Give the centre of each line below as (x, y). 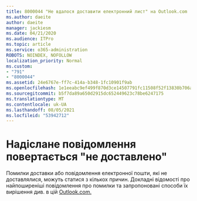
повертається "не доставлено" (86, 157)
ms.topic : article (28, 45)
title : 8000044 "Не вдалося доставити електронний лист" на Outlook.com (97, 11)
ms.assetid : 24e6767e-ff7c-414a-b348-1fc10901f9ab (69, 83)
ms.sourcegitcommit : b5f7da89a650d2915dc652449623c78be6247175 (85, 93)
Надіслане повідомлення (71, 144)
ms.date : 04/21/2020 (31, 33)
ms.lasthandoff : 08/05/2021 (40, 110)
